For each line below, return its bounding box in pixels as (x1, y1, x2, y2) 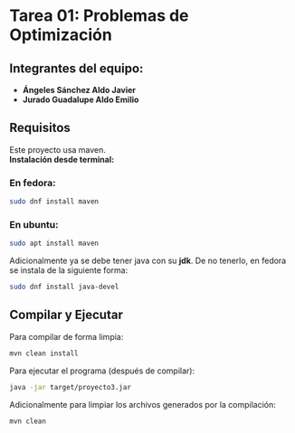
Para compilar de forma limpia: (9, 331, 124, 342)
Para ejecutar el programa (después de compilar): (9, 365, 195, 376)
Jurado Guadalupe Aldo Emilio (22, 94, 139, 105)
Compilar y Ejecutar (9, 307, 124, 323)
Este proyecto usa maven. (9, 144, 107, 155)
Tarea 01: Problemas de (9, 5, 189, 26)
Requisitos (9, 120, 71, 136)
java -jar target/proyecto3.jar (9, 382, 131, 391)
